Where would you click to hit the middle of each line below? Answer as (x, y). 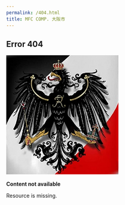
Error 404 (25, 44)
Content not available (33, 184)
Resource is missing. (32, 196)
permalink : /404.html (33, 13)
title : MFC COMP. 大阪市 (36, 19)
